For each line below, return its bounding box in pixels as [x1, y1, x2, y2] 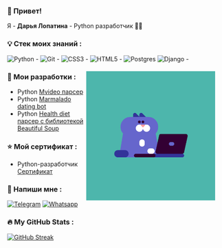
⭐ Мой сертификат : [7, 141, 78, 151]
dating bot [16, 102, 47, 110]
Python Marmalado [16, 94, 71, 103]
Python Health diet [16, 110, 70, 118]
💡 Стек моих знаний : [7, 39, 82, 49]
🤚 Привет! [7, 6, 43, 16]
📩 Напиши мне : [7, 185, 63, 194]
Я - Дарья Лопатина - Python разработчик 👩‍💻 [7, 22, 143, 30]
